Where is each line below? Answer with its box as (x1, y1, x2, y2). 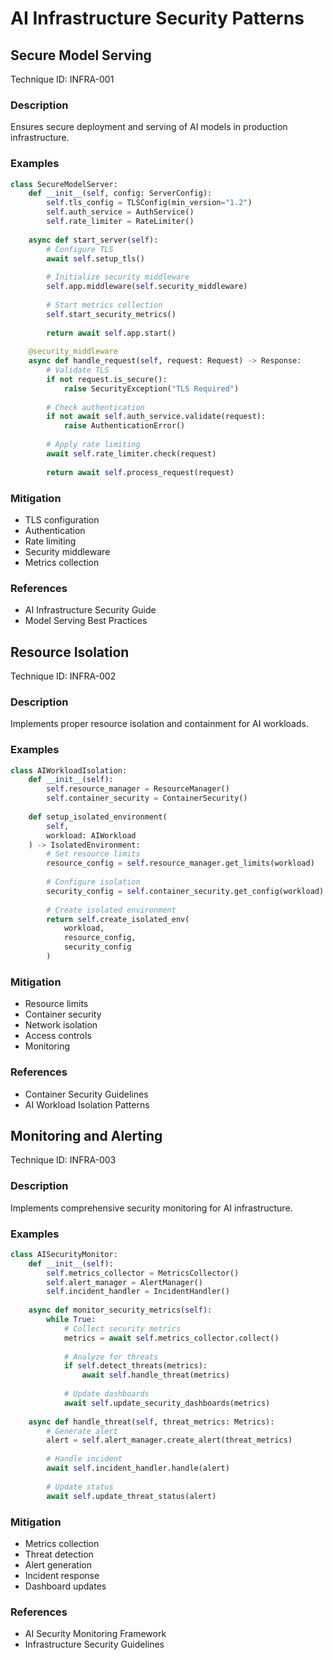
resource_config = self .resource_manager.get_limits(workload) (46, 858, 315, 869)
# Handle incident (46, 1454, 123, 1464)
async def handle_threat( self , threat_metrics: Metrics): (28, 1417, 275, 1427)
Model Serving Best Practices (24, 615, 148, 627)
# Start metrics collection (46, 300, 163, 310)
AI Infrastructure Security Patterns (10, 7, 305, 30)
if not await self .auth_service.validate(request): (46, 412, 267, 422)
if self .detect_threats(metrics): (63, 1361, 208, 1371)
